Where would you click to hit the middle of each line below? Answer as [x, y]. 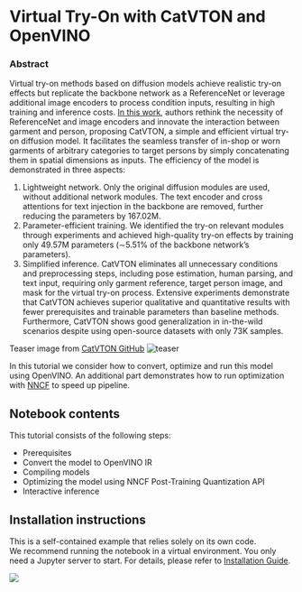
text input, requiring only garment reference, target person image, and [153, 283]
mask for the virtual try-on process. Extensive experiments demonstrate [156, 293]
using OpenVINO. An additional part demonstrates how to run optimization [147, 375]
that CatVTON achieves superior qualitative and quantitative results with [156, 302]
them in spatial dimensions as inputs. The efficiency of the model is [134, 161]
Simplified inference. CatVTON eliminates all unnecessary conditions [150, 264]
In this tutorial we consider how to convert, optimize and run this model [141, 366]
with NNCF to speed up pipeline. [70, 385]
